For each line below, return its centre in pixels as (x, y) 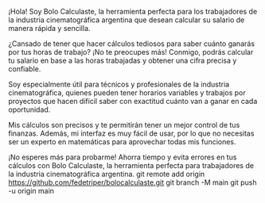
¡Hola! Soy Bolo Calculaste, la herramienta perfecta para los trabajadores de (133, 11)
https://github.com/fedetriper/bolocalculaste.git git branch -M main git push (132, 182)
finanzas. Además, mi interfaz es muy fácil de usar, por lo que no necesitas (131, 133)
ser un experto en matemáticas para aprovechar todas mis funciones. (122, 142)
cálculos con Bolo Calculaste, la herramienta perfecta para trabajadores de (131, 165)
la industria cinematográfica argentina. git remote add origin (107, 174)
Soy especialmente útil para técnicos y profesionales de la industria (119, 84)
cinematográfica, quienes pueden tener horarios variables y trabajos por (127, 93)
